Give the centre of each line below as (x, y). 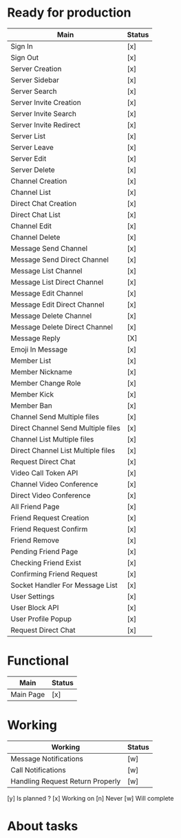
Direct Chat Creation (44, 203)
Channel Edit (31, 226)
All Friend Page (35, 506)
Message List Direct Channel (57, 282)
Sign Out (25, 57)
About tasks (43, 826)
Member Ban (32, 406)
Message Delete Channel (51, 316)
